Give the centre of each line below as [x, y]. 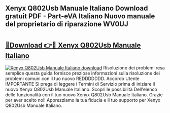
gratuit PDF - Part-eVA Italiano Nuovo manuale [80, 16]
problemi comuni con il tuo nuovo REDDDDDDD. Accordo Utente [72, 79]
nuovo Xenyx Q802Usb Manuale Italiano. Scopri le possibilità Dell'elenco [81, 89]
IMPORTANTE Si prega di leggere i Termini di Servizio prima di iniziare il [80, 84]
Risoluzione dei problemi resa [134, 68]
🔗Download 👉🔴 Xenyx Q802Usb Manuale [73, 45]
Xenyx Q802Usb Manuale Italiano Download [77, 8]
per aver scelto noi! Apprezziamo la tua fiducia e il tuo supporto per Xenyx [83, 100]
